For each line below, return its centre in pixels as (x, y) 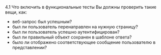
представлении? (29, 47)
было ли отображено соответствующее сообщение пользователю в (84, 42)
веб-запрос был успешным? (42, 22)
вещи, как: (16, 12)
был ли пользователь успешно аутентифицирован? (66, 32)
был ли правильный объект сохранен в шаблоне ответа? (72, 37)
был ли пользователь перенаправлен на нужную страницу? (75, 27)
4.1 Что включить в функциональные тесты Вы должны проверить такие (81, 7)
